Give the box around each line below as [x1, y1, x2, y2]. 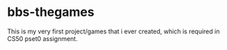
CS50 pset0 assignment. [7, 34, 78, 42]
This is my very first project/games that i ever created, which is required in [7, 27, 220, 35]
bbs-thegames [7, 4, 95, 20]
